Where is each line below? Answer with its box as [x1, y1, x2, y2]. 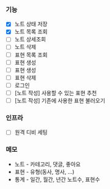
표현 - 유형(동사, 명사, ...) [14, 168, 75, 175]
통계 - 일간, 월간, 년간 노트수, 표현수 [14, 176, 100, 183]
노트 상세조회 [14, 35, 46, 43]
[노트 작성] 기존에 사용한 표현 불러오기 [14, 96, 105, 104]
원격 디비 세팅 [14, 129, 48, 136]
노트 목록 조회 [14, 28, 48, 35]
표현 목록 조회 [14, 51, 48, 59]
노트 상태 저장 [14, 20, 48, 28]
